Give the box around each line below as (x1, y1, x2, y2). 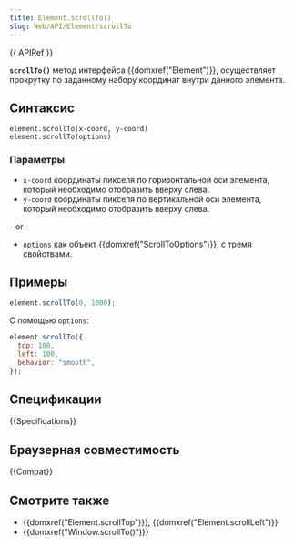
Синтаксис (9, 100, 75, 116)
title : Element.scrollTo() (9, 13, 112, 23)
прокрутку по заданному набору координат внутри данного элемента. (9, 74, 286, 85)
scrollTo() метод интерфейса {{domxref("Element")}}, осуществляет (9, 65, 276, 76)
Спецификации (9, 392, 102, 408)
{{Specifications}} (9, 416, 77, 427)
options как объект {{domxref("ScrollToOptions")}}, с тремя (22, 238, 252, 249)
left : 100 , (17, 349, 59, 359)
